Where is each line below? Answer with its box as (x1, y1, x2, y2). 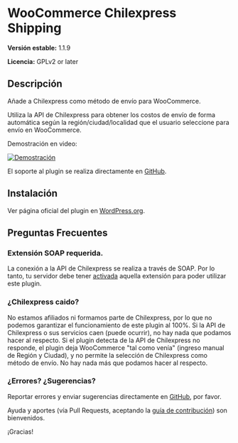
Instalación (7, 187, 58, 199)
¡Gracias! (7, 427, 34, 436)
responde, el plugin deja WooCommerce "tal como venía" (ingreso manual (7, 343, 225, 352)
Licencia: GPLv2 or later (7, 57, 79, 65)
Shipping (7, 20, 62, 36)
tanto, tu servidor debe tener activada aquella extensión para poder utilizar (7, 272, 227, 280)
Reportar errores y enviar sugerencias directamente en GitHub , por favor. (7, 392, 222, 400)
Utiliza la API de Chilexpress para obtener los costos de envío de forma (7, 110, 215, 119)
